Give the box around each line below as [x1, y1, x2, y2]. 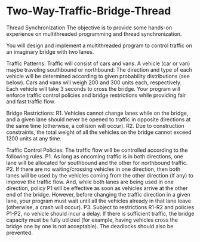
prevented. [6, 229, 33, 236]
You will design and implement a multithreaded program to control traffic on [6, 42, 192, 49]
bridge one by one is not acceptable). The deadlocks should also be [6, 222, 174, 229]
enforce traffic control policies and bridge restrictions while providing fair [6, 91, 186, 99]
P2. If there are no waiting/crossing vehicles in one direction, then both [6, 166, 181, 173]
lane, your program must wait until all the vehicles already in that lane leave [6, 197, 191, 204]
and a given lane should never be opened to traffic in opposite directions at [6, 115, 191, 123]
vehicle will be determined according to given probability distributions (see [6, 72, 190, 79]
